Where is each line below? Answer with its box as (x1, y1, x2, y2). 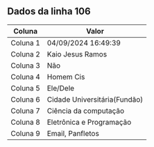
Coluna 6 (10, 94, 40, 104)
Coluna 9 (10, 128, 40, 138)
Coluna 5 (10, 83, 40, 93)
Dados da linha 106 (7, 6, 92, 17)
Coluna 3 (10, 61, 40, 70)
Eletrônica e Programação (46, 117, 132, 127)
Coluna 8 (10, 117, 40, 127)
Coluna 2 (10, 49, 40, 59)
